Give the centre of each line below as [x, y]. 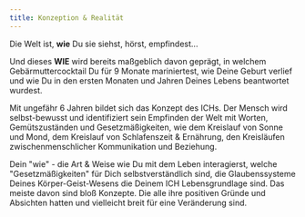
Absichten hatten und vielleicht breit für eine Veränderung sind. [128, 202]
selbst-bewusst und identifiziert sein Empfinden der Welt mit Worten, [139, 117]
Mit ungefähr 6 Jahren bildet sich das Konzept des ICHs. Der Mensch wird [149, 108]
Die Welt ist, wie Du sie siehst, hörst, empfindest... [104, 44]
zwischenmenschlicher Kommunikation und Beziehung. [113, 146]
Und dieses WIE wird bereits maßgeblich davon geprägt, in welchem [138, 61]
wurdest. [26, 90]
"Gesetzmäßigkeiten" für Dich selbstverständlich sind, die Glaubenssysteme [152, 173]
